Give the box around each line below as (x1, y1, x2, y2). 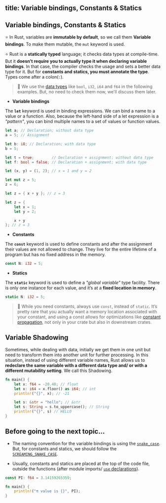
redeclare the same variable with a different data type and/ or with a (5, 362, 147, 368)
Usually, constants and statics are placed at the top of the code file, (12, 461, 150, 466)
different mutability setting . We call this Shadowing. (5, 368, 113, 374)
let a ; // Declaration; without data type (5, 128, 94, 133)
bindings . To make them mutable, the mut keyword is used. (5, 42, 125, 47)
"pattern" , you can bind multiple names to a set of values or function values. (5, 119, 161, 125)
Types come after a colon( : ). (5, 74, 64, 80)
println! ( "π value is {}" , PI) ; (14, 489, 81, 494)
